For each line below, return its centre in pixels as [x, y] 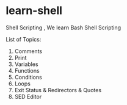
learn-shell [34, 11]
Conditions [28, 77]
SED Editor [28, 96]
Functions [27, 70]
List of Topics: [24, 39]
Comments [28, 51]
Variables [26, 64]
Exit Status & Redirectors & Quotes [58, 90]
